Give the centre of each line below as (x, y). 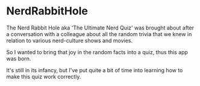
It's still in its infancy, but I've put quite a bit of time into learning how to (95, 70)
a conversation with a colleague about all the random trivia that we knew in (99, 34)
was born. (19, 58)
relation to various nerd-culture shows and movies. (70, 40)
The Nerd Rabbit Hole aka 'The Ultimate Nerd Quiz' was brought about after (100, 28)
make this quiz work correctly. (44, 76)
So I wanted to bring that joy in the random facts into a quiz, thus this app (97, 52)
